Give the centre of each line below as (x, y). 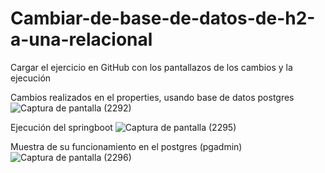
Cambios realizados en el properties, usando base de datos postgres (152, 97)
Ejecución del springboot (61, 127)
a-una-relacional (81, 39)
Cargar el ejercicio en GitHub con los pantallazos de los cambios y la (151, 67)
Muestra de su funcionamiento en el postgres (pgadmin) (126, 146)
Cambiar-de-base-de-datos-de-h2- (163, 18)
